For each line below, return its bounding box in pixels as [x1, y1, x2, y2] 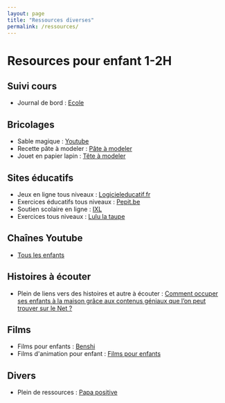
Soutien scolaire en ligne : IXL [17, 205, 102, 213]
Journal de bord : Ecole [17, 98, 84, 107]
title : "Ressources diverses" [7, 17, 95, 24]
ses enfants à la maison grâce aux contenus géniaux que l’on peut [17, 296, 206, 305]
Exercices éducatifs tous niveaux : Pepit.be [17, 198, 141, 206]
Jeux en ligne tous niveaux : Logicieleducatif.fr [17, 190, 151, 198]
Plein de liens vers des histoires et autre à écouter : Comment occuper [17, 289, 219, 298]
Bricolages [7, 118, 55, 130]
